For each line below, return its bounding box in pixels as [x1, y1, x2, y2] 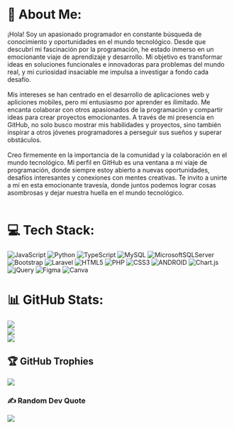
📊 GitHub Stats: [7, 292, 104, 308]
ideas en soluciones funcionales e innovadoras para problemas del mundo [7, 60, 225, 68]
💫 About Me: [7, 6, 82, 23]
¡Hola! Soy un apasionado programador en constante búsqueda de [7, 30, 202, 38]
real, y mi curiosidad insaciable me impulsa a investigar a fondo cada [7, 67, 209, 76]
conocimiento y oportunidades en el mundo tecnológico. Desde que [7, 37, 206, 45]
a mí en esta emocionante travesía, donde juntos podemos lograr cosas [7, 180, 216, 189]
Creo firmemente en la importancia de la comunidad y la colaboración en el [7, 151, 228, 159]
